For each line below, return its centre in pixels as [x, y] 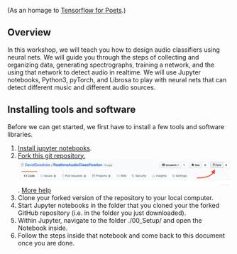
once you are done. [46, 243]
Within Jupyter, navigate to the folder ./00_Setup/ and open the [110, 220]
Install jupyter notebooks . [55, 148]
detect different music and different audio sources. [82, 87]
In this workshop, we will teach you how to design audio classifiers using [114, 50]
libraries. [20, 134]
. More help [34, 190]
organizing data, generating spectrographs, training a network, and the [111, 65]
